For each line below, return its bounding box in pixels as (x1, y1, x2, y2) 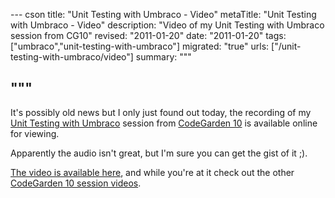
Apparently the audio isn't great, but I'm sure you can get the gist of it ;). (10, 147, 308, 159)
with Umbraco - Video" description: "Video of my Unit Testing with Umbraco (10, 19, 325, 31)
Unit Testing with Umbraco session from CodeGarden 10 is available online (10, 117, 318, 129)
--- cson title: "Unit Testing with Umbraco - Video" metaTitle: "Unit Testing (10, 9, 317, 20)
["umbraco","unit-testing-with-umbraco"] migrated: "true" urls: (10, 40, 270, 52)
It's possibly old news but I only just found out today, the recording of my (10, 106, 312, 118)
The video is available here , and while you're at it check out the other (10, 166, 295, 178)
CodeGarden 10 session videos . (10, 177, 142, 189)
